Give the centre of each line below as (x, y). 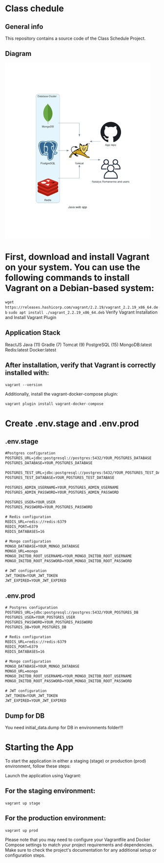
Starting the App (39, 747)
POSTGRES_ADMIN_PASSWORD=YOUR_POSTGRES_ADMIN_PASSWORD (62, 493)
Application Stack (33, 333)
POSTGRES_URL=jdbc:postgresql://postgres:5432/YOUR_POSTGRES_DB (72, 613)
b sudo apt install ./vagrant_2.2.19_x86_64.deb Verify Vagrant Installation (81, 312)
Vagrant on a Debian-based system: (80, 288)
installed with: (27, 373)
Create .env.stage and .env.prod (72, 423)
